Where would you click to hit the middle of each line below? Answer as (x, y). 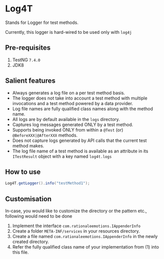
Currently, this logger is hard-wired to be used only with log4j (69, 32)
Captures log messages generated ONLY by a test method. (73, 125)
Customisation (28, 199)
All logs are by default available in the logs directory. (66, 119)
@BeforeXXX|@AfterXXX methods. (45, 135)
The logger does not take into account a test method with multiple (80, 98)
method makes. (28, 145)
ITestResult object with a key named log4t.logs (62, 156)
